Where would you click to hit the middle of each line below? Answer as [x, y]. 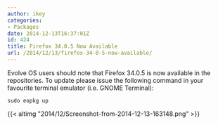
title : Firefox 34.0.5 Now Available [63, 46]
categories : [25, 20]
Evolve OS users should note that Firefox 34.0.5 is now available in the [109, 73]
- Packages [23, 27]
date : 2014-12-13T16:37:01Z [49, 33]
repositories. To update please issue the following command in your [105, 80]
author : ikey [26, 14]
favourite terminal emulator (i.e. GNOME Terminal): [81, 88]
